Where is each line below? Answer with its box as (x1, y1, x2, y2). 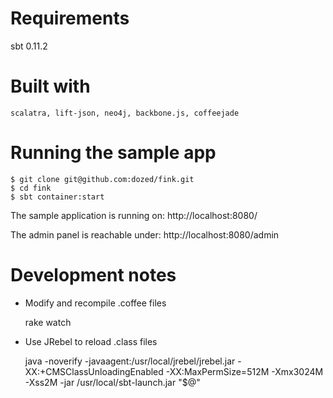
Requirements (10, 7, 130, 30)
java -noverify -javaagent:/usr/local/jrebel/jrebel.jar (24, 355, 236, 367)
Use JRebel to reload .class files (24, 335, 158, 347)
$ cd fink (10, 183, 52, 193)
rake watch (24, 316, 72, 328)
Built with (10, 75, 91, 98)
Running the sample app (10, 142, 217, 164)
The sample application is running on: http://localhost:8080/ (10, 209, 258, 221)
